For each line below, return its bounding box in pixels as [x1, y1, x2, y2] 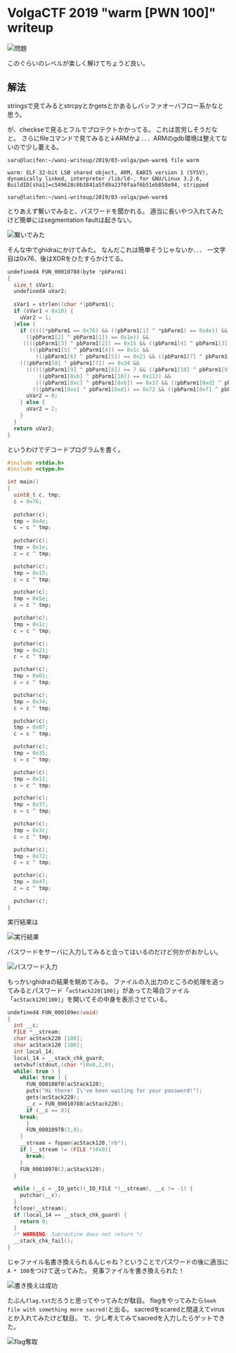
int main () [7, 478, 39, 485]
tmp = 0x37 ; [13, 801, 49, 809]
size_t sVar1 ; [13, 281, 55, 289]
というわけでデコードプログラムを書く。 [7, 445, 124, 454]
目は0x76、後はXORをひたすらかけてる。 [7, 254, 127, 263]
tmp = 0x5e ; [13, 595, 49, 602]
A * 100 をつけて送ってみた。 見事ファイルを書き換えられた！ [7, 1267, 185, 1274]
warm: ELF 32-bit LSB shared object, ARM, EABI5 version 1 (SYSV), [7, 169, 209, 176]
